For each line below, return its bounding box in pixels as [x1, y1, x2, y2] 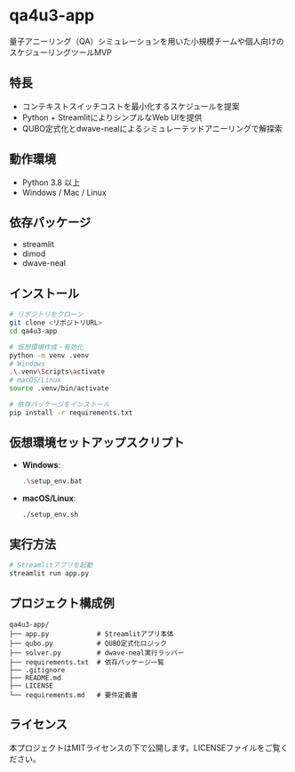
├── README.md [9, 673, 62, 682]
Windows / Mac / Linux [21, 187, 107, 197]
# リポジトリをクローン [9, 310, 84, 319]
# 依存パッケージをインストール [9, 400, 110, 409]
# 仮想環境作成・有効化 [9, 342, 84, 351]
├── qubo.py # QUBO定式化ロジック [9, 639, 167, 647]
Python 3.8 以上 [21, 177, 80, 188]
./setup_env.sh [21, 510, 79, 519]
